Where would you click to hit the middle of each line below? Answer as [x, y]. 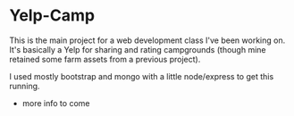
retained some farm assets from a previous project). [105, 59]
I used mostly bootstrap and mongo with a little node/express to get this [142, 76]
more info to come [56, 103]
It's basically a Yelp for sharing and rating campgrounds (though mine [138, 49]
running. [25, 86]
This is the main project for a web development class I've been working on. [147, 40]
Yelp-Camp [52, 16]
